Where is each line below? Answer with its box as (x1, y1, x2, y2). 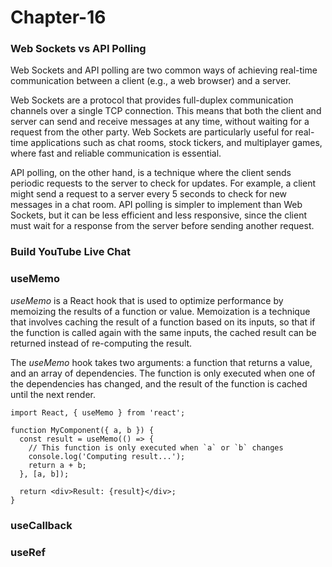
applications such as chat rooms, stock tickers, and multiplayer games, (30, 137, 323, 149)
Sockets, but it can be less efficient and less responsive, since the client (10, 209, 307, 221)
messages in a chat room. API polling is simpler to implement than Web (10, 199, 303, 211)
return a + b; (28, 460, 87, 470)
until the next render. (10, 388, 96, 400)
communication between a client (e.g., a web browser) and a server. (10, 75, 292, 87)
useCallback (10, 518, 73, 532)
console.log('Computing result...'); (28, 451, 186, 461)
